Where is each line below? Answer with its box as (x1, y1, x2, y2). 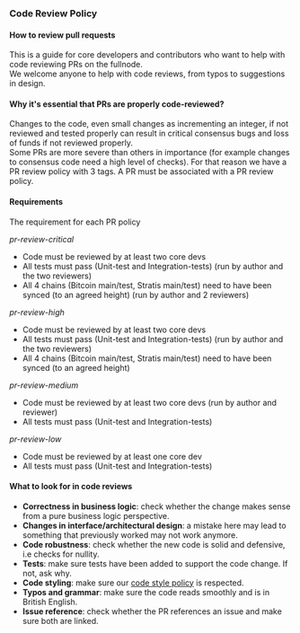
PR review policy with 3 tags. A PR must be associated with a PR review (9, 166, 274, 177)
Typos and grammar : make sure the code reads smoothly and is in (22, 586, 270, 597)
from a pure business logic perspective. (22, 510, 170, 521)
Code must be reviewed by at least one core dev (22, 451, 202, 462)
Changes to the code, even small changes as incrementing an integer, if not (9, 119, 289, 129)
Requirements (9, 196, 64, 207)
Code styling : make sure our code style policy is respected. (22, 577, 244, 588)
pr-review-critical (9, 233, 75, 244)
